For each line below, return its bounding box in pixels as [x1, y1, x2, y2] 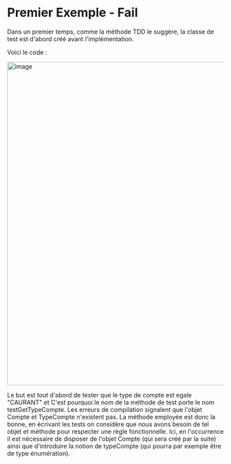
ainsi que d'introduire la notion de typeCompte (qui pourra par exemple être [7, 441, 221, 450]
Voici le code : [7, 48, 47, 56]
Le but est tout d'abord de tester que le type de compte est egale [7, 391, 192, 399]
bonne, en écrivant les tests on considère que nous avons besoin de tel [7, 420, 210, 428]
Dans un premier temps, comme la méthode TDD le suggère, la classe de [7, 27, 214, 36]
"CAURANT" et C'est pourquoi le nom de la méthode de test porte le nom [7, 398, 214, 406]
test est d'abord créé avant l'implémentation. [7, 34, 134, 43]
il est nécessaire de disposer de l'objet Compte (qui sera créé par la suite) [7, 434, 217, 443]
